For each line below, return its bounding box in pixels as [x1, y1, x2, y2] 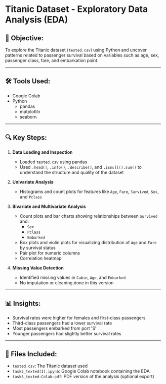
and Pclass [19, 193, 42, 199]
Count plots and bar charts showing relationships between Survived [19, 213, 158, 219]
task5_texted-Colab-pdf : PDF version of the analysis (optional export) [12, 374, 155, 380]
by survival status [19, 245, 56, 251]
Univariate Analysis [12, 179, 54, 185]
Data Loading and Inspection [12, 149, 73, 155]
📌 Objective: [5, 34, 43, 42]
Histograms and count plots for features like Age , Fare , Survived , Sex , [19, 189, 159, 194]
